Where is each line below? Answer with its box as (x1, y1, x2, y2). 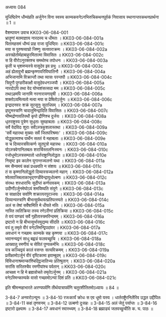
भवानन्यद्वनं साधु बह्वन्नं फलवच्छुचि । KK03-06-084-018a (5, 236, 102, 242)
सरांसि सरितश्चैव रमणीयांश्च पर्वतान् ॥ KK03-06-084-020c (5, 264, 106, 269)
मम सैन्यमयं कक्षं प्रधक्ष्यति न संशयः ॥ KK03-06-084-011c (5, 163, 102, 169)
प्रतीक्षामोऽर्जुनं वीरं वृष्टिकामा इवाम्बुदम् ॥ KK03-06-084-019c (5, 253, 107, 258)
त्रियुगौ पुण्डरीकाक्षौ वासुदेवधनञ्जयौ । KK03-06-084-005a (5, 80, 105, 86)
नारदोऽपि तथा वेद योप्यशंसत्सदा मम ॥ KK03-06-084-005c (5, 85, 106, 91)
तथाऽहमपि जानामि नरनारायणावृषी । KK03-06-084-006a (5, 91, 103, 97)
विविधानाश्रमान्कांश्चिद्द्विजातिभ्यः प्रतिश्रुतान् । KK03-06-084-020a (5, 258, 115, 264)
